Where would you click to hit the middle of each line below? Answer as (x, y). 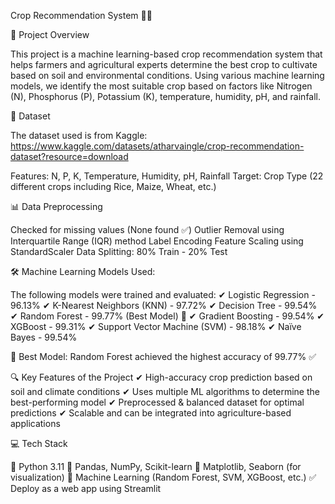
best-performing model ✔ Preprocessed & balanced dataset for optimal (157, 402)
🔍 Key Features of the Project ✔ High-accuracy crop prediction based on (161, 377)
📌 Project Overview (50, 34)
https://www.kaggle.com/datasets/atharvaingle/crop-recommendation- (157, 146)
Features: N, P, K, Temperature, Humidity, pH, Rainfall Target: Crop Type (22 (167, 176)
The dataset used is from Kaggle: (79, 135)
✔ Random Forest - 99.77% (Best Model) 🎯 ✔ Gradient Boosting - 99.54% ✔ (167, 316)
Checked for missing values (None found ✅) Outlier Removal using (147, 229)
